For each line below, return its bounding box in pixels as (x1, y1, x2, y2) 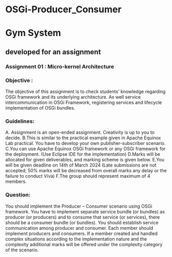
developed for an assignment (5, 47, 101, 56)
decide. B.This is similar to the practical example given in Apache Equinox (5, 135, 161, 141)
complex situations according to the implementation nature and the (5, 235, 147, 242)
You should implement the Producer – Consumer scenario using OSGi (5, 203, 152, 209)
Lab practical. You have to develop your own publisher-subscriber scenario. (5, 140, 166, 146)
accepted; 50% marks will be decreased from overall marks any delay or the (5, 168, 167, 174)
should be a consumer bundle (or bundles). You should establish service (5, 219, 159, 226)
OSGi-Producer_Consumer (5, 4, 122, 15)
